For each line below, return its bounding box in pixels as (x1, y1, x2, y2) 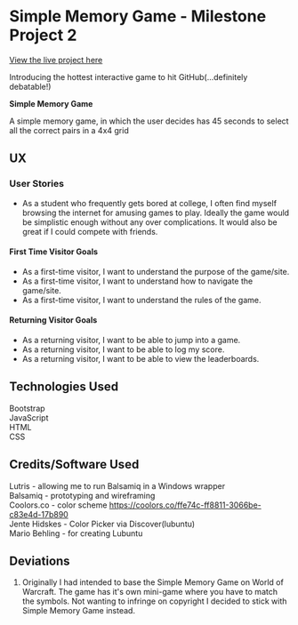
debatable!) (9, 81, 52, 92)
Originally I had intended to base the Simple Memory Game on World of (21, 577, 285, 588)
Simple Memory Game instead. (21, 605, 136, 616)
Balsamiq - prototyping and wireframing (9, 490, 156, 501)
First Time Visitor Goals (9, 246, 99, 257)
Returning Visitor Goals (9, 315, 98, 325)
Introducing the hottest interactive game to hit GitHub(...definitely (9, 71, 248, 82)
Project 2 (9, 25, 77, 45)
